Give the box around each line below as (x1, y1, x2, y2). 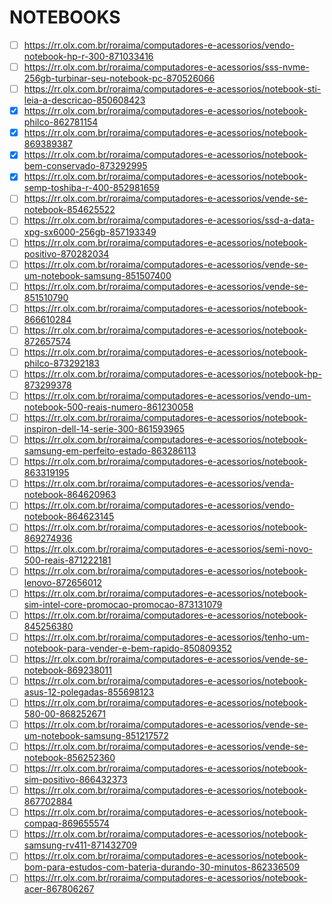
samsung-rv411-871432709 (23, 839, 137, 851)
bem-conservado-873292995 (23, 160, 148, 172)
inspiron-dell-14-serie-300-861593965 (23, 423, 185, 435)
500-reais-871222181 (23, 554, 112, 566)
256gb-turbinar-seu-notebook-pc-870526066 (23, 72, 216, 85)
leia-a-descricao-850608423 (23, 94, 146, 106)
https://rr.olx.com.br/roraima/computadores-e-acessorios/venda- (23, 477, 295, 490)
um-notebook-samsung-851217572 (23, 729, 169, 741)
